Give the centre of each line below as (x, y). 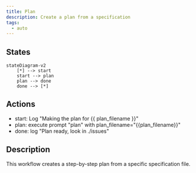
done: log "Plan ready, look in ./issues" (62, 131)
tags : (13, 22)
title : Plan (21, 12)
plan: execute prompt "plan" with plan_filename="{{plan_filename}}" (98, 125)
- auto (19, 28)
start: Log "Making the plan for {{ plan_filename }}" (76, 118)
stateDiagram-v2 (26, 66)
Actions (21, 104)
